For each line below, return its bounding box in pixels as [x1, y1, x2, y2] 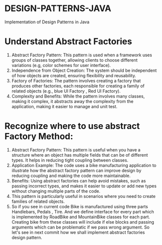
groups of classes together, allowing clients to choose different [11, 57, 138, 63]
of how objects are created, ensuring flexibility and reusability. [11, 72, 136, 78]
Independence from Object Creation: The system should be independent [11, 67, 157, 73]
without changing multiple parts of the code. [11, 188, 100, 194]
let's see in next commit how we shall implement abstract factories [11, 229, 145, 235]
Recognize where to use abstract [4, 121, 140, 131]
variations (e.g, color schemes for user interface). [11, 62, 111, 68]
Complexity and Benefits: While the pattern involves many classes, [11, 93, 145, 99]
